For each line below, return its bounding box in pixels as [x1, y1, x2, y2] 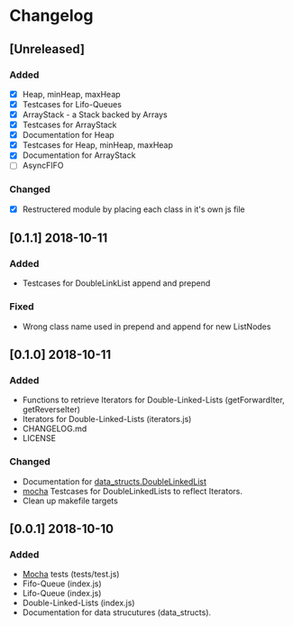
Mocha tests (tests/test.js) [22, 569, 120, 580]
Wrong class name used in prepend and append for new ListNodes [22, 321, 271, 332]
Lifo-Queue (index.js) [22, 588, 102, 599]
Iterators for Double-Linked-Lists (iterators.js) [22, 414, 192, 425]
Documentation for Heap [22, 130, 114, 141]
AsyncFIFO [22, 160, 64, 171]
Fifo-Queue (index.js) [22, 578, 102, 589]
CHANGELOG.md [22, 423, 87, 434]
